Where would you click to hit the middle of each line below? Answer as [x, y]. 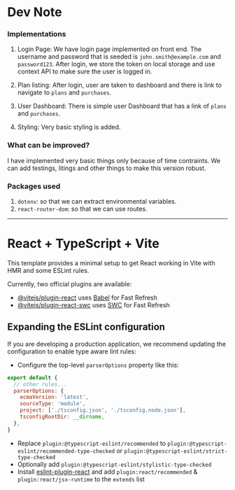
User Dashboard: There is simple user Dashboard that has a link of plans [122, 106]
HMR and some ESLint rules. [48, 271]
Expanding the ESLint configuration [86, 327]
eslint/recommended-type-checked [66, 451]
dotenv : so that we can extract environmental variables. [97, 202]
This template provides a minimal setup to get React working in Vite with [111, 263]
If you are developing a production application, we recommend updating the [116, 344]
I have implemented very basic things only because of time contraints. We [114, 160]
